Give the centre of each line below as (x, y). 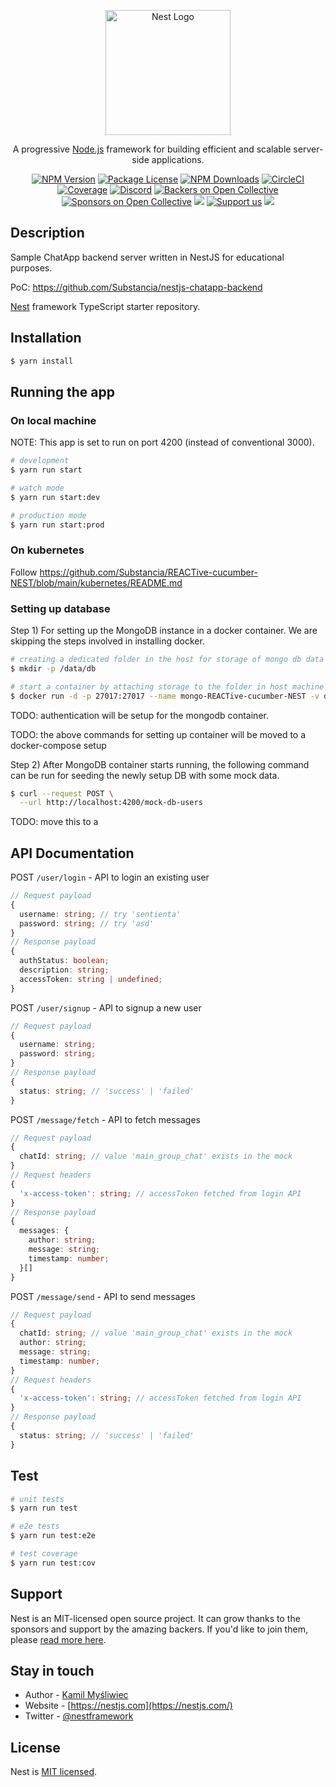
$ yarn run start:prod (57, 525)
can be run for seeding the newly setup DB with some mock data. (145, 775)
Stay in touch (52, 1670)
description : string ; (64, 970)
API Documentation (72, 853)
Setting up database (60, 608)
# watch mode (37, 488)
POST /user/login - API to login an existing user (110, 877)
